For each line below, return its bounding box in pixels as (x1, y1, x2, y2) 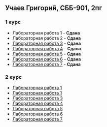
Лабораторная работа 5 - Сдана (12, 51, 81, 57)
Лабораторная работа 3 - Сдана (12, 40, 81, 46)
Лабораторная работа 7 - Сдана (12, 61, 81, 67)
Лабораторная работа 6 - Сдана (12, 56, 81, 62)
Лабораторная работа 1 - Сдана (12, 30, 80, 36)
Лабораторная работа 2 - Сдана (12, 35, 81, 41)
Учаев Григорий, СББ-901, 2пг (5, 4, 103, 12)
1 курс (5, 19, 21, 26)
